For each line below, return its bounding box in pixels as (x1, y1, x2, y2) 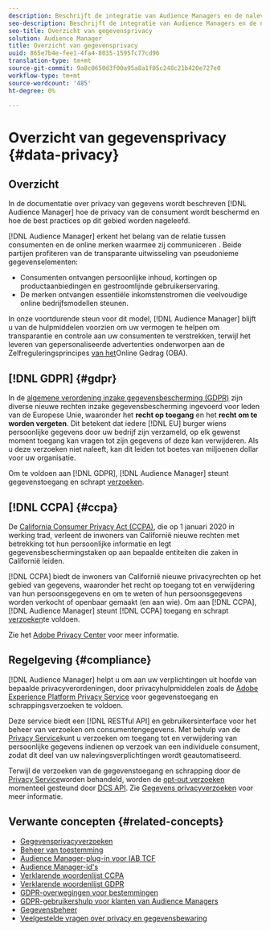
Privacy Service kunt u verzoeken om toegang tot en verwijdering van (8, 733, 238, 743)
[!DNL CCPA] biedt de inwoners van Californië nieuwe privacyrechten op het (8, 572, 261, 581)
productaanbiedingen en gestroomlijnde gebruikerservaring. (19, 281, 220, 291)
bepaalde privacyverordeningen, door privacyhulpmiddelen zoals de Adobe (8, 683, 259, 693)
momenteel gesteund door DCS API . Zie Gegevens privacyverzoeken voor (8, 783, 254, 792)
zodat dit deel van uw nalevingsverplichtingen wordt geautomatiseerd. (8, 750, 242, 759)
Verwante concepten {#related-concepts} (8, 815, 224, 829)
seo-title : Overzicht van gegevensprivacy (8, 27, 153, 35)
